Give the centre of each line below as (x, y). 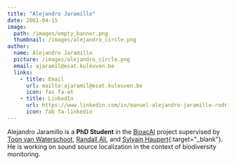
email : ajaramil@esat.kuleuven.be (64, 66)
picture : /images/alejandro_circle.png (72, 60)
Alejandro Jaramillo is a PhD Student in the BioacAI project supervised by (113, 131)
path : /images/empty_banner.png (61, 33)
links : (23, 72)
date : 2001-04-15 (33, 20)
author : (19, 46)
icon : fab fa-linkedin (59, 112)
